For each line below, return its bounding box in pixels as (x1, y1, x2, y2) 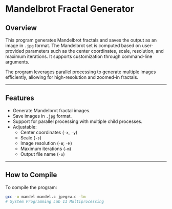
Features (5, 94, 34, 102)
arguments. (5, 59, 30, 65)
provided (5, 48, 25, 54)
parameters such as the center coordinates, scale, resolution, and (25, 48, 164, 54)
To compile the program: (5, 184, 57, 190)
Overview (5, 24, 37, 32)
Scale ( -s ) (20, 134, 42, 141)
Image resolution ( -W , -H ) (20, 140, 73, 146)
